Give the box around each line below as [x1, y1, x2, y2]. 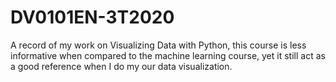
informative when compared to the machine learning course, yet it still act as [10, 49, 326, 61]
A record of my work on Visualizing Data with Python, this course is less [10, 39, 307, 51]
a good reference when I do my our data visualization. [10, 60, 233, 72]
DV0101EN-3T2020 [10, 6, 175, 29]
